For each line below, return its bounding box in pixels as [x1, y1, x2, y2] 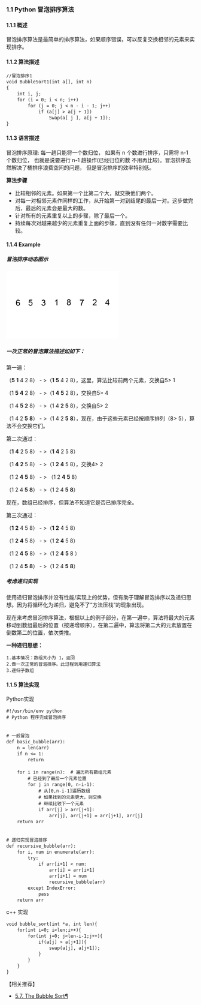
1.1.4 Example [6, 241, 41, 248]
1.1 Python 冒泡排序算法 [6, 5, 75, 13]
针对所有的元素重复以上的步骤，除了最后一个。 [14, 212, 130, 219]
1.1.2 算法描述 [6, 58, 40, 65]
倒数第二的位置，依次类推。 [6, 629, 75, 637]
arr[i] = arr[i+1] [48, 867, 95, 874]
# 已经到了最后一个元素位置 [28, 776, 87, 782]
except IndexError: [28, 885, 77, 892]
